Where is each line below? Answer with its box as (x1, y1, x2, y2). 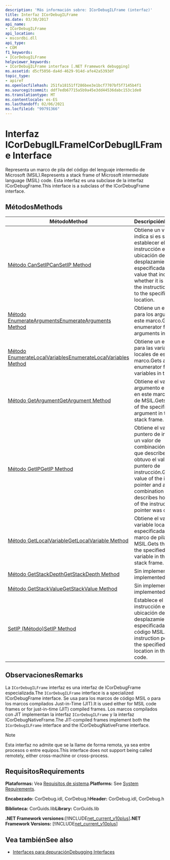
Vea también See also (5, 835, 73, 844)
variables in (134, 370, 162, 377)
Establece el (134, 596, 163, 603)
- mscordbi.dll (5, 36, 37, 41)
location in (134, 647, 159, 654)
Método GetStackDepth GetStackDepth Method (8, 570, 120, 578)
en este (134, 390, 152, 398)
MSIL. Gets (134, 540, 159, 547)
